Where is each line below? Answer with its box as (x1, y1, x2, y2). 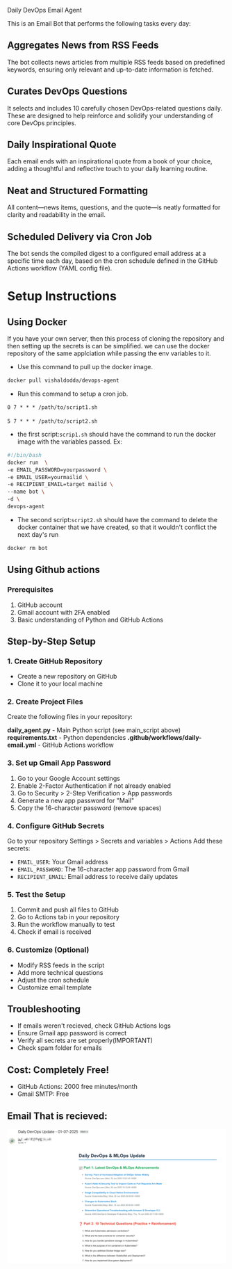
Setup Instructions (7, 289, 117, 305)
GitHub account (17, 601, 63, 609)
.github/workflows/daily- (127, 734, 202, 742)
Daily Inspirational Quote (7, 139, 117, 151)
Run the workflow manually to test (17, 921, 115, 929)
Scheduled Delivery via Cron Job (7, 231, 153, 243)
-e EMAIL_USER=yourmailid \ (7, 474, 89, 480)
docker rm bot (7, 544, 49, 551)
